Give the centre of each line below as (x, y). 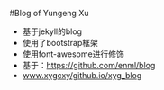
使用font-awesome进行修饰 (73, 54)
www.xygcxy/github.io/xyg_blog (82, 75)
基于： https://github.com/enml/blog (89, 65)
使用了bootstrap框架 (60, 43)
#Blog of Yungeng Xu (49, 13)
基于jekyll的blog (52, 31)
